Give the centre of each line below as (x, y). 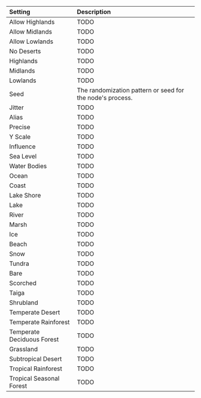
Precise (20, 127)
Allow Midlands (31, 32)
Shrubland (24, 303)
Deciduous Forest (34, 339)
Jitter (16, 107)
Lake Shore (25, 195)
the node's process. (105, 98)
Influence (22, 146)
